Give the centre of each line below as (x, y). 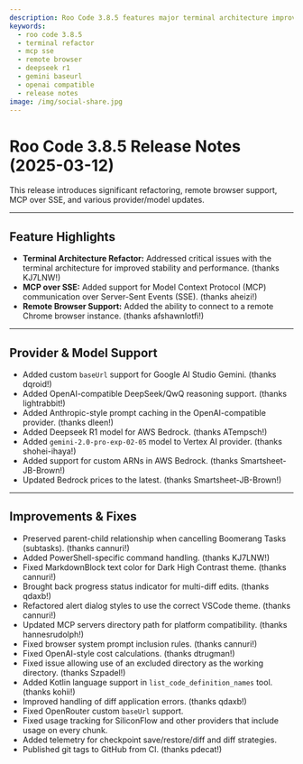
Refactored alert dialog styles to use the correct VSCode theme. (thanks (156, 605)
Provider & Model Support (83, 353)
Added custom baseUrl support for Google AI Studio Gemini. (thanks (149, 374)
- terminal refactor (56, 43)
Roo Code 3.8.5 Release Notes (125, 146)
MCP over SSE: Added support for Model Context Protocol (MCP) (144, 287)
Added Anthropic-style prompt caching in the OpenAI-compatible (144, 412)
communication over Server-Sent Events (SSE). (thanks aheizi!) (140, 297)
